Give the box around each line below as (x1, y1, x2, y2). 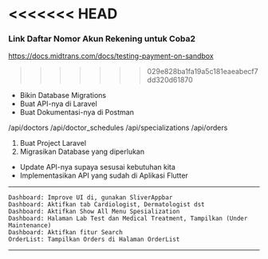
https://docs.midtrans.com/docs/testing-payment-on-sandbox (8, 51, 214, 61)
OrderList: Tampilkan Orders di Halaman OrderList (8, 236, 180, 244)
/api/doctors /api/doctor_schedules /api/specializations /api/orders (8, 123, 228, 132)
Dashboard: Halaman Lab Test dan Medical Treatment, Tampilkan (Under (8, 214, 248, 223)
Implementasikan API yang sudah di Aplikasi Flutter (19, 171, 189, 180)
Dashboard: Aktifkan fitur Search (8, 229, 124, 237)
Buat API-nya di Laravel (19, 99, 97, 108)
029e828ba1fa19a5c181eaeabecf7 (147, 67, 258, 77)
